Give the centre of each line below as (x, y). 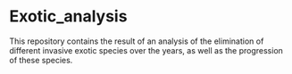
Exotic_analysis (68, 16)
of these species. (41, 60)
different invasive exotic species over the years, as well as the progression (146, 50)
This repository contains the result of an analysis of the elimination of (137, 41)
